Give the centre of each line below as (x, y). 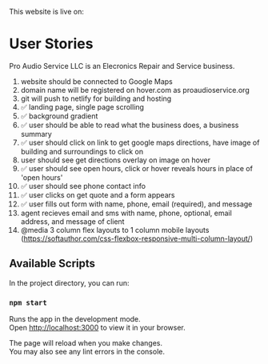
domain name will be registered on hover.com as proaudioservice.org (135, 90)
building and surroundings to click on (82, 151)
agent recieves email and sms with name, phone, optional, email (126, 213)
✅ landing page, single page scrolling (82, 106)
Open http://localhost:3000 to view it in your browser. (98, 328)
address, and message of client (72, 221)
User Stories (51, 44)
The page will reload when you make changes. (86, 343)
